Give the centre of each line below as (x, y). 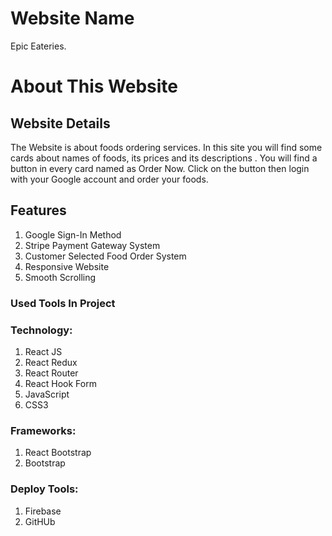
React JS (43, 351)
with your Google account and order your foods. (109, 179)
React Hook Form (60, 383)
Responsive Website (67, 266)
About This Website (94, 86)
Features (38, 210)
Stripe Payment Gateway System (92, 245)
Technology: (41, 330)
